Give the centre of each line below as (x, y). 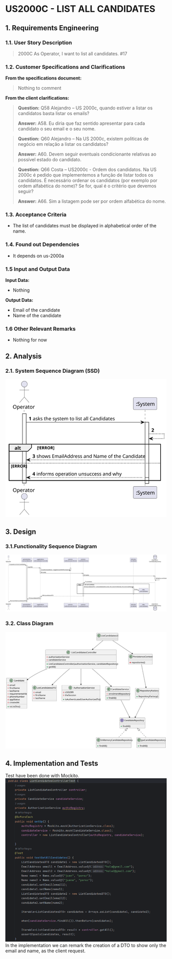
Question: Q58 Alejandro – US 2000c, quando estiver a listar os (85, 108)
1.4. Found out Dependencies (42, 244)
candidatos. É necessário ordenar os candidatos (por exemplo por (88, 181)
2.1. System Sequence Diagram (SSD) (52, 371)
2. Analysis (24, 356)
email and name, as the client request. (46, 951)
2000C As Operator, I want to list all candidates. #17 (72, 53)
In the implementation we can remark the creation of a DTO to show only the (86, 945)
